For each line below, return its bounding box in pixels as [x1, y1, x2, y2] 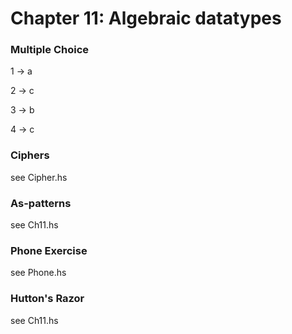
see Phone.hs [10, 267, 67, 279]
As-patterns [10, 196, 72, 210]
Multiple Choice [10, 43, 90, 57]
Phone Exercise [10, 244, 88, 257]
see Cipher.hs [10, 171, 68, 183]
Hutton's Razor [10, 292, 85, 306]
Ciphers [10, 148, 50, 162]
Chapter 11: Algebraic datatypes [10, 7, 282, 30]
